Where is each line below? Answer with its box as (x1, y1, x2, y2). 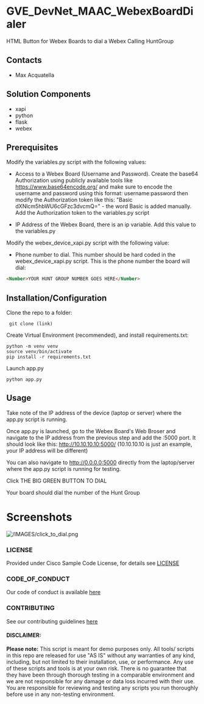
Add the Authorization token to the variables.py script (15, 209, 150, 217)
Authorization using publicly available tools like (15, 177, 133, 184)
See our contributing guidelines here (6, 617, 98, 625)
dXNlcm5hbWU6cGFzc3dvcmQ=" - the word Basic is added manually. (15, 203, 192, 210)
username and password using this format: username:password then (15, 190, 189, 197)
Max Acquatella (15, 71, 55, 79)
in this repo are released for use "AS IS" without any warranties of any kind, (6, 652, 195, 659)
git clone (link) (9, 321, 53, 327)
